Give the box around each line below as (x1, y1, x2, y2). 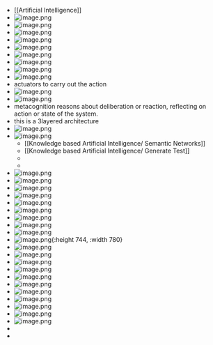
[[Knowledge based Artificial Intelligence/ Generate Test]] (24, 146, 190, 155)
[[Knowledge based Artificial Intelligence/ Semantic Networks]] (24, 139, 206, 147)
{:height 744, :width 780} (51, 236, 123, 243)
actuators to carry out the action (13, 80, 107, 88)
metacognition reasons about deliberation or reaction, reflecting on (13, 102, 207, 110)
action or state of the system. (13, 109, 99, 118)
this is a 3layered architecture (13, 117, 100, 125)
